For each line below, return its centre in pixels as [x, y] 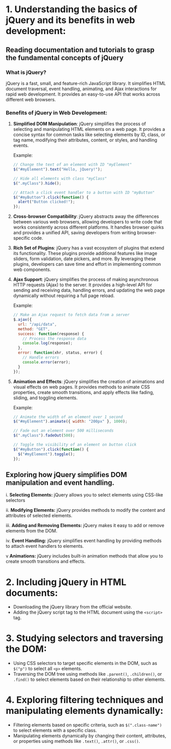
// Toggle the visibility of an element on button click [75, 445]
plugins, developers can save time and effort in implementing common [87, 264]
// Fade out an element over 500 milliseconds [63, 431]
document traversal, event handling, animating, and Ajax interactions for [81, 89]
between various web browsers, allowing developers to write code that [88, 222]
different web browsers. [31, 99]
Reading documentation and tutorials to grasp [80, 50]
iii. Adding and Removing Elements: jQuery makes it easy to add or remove [85, 525]
